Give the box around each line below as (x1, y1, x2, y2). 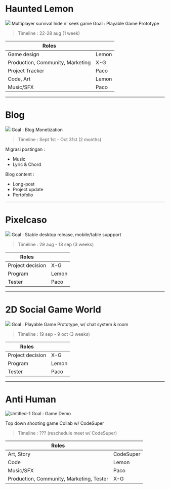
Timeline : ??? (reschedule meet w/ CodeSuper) (17, 430, 117, 436)
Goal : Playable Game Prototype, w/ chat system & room (11, 321, 129, 327)
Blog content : (5, 171, 34, 177)
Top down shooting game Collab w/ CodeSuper (5, 420, 105, 426)
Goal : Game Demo (31, 410, 71, 416)
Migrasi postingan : (5, 146, 46, 152)
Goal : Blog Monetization (11, 126, 63, 132)
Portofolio (12, 192, 33, 198)
